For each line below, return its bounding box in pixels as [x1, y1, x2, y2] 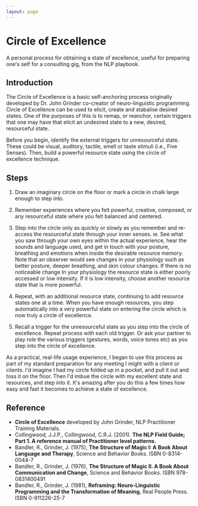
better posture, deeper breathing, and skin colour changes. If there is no [14, 263, 191, 270]
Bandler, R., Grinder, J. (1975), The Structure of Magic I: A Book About [14, 444, 188, 451]
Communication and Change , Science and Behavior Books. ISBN [14, 469, 175, 476]
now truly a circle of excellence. [14, 312, 93, 319]
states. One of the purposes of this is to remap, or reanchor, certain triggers [6, 113, 191, 120]
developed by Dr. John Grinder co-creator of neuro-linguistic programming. [6, 99, 191, 107]
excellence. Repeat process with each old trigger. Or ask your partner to [14, 330, 191, 337]
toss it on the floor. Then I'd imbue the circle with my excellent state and [6, 373, 182, 380]
